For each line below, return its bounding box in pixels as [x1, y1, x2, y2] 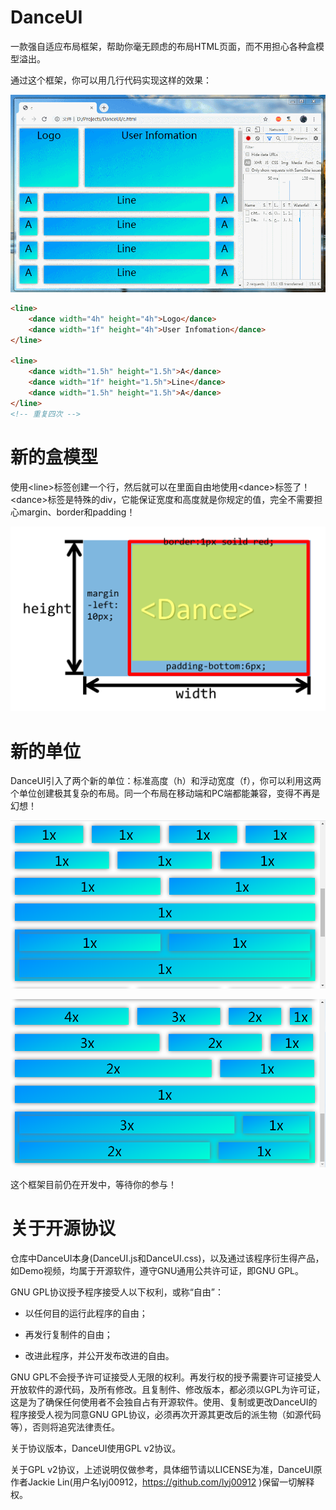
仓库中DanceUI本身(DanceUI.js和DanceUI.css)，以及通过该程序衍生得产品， [10, 1252, 325, 1264]
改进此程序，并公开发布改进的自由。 [24, 1349, 175, 1361]
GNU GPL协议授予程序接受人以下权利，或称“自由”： [10, 1286, 224, 1298]
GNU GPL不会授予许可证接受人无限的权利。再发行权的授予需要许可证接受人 [10, 1371, 322, 1383]
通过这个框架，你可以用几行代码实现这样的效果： [10, 74, 212, 86]
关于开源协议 [10, 1217, 117, 1240]
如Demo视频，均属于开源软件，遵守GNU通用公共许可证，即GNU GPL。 [10, 1264, 304, 1276]
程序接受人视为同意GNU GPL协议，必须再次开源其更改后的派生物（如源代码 [10, 1408, 322, 1420]
